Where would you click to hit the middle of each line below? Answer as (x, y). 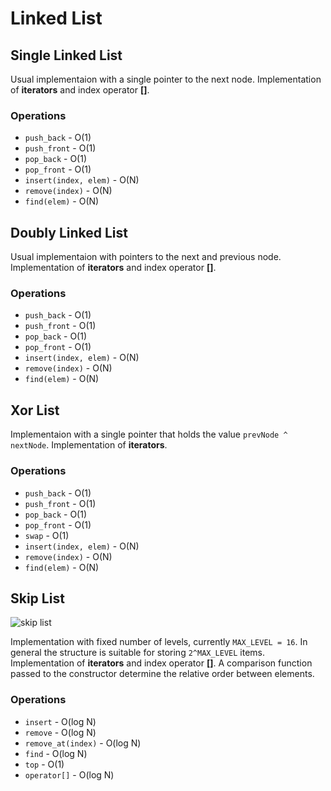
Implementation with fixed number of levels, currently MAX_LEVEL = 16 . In (159, 642)
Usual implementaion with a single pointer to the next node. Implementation (166, 79)
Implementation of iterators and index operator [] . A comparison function (161, 663)
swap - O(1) (47, 535)
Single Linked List (66, 55)
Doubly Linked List (69, 232)
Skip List (37, 598)
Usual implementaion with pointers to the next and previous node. (146, 257)
